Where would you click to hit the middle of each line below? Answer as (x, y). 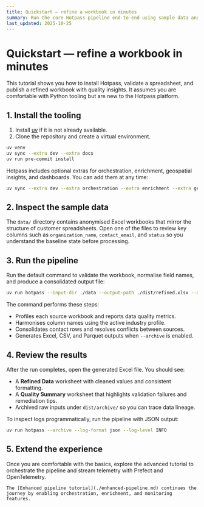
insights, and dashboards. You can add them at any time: (77, 177)
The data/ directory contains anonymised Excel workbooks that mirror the (99, 222)
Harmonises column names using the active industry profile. (90, 323)
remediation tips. (36, 400)
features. (19, 498)
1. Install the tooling (44, 115)
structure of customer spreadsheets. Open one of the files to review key (97, 229)
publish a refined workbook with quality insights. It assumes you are (91, 90)
